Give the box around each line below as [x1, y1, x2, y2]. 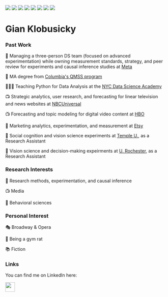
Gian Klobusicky [5, 23, 76, 35]
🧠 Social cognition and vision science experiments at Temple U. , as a [5, 133, 150, 139]
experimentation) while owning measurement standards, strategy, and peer [5, 58, 163, 65]
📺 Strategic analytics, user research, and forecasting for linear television [5, 94, 158, 100]
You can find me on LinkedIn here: [5, 272, 77, 278]
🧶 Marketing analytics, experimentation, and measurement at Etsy [5, 123, 144, 129]
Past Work [5, 41, 32, 48]
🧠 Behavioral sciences [5, 199, 52, 205]
